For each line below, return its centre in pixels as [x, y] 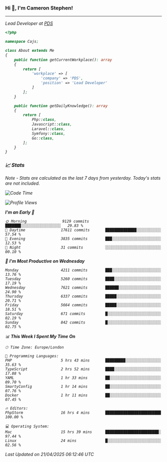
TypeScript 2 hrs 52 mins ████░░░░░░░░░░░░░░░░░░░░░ [83, 369]
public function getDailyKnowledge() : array [61, 106]
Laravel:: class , [48, 129]
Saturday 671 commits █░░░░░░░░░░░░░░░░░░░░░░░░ [83, 314]
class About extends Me [30, 51]
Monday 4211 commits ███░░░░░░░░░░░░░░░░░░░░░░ [83, 270]
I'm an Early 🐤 [20, 212]
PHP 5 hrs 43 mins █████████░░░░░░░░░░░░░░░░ [83, 360]
